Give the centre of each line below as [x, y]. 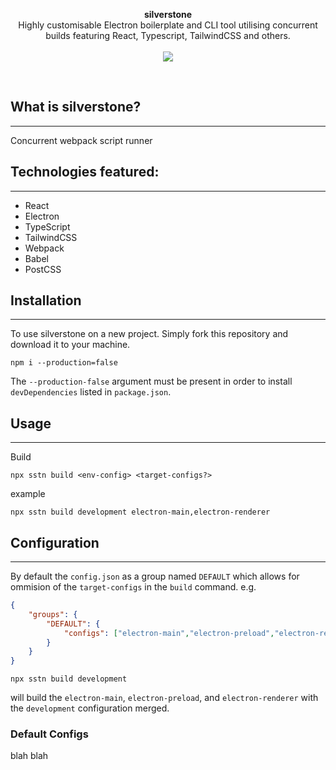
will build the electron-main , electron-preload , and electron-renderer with [164, 698]
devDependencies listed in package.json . [91, 392]
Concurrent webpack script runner [81, 140]
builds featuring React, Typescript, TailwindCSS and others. [168, 35]
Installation [46, 300]
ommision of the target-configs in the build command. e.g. [133, 587]
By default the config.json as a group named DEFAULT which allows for [155, 576]
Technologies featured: [85, 172]
